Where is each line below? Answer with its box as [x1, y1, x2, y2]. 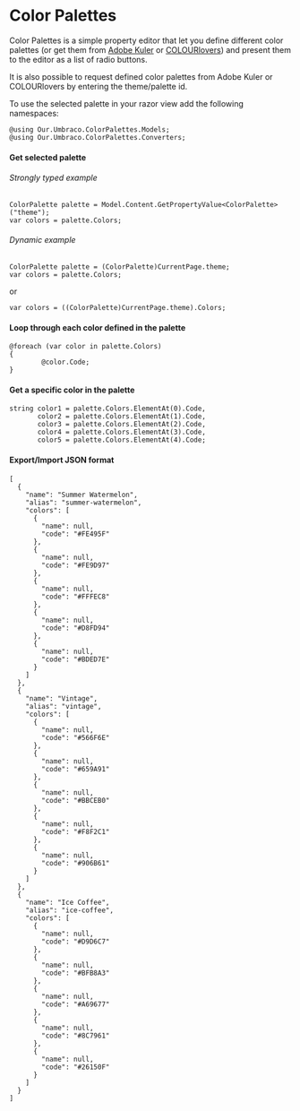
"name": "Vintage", [25, 693, 99, 703]
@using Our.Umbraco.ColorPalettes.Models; [9, 125, 170, 134]
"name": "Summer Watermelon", [25, 490, 139, 499]
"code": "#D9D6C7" [41, 937, 110, 946]
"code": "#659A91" [41, 764, 110, 773]
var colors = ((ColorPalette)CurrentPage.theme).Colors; [9, 303, 227, 312]
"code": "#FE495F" [41, 530, 110, 538]
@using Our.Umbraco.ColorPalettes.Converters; [9, 133, 186, 142]
